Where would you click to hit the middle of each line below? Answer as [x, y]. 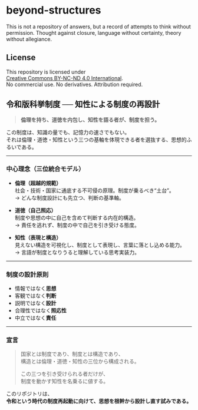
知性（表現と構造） [38, 237]
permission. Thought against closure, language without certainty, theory [94, 32]
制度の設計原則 [27, 275]
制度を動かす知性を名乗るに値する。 [65, 381]
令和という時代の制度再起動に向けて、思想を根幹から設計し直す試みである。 [99, 401]
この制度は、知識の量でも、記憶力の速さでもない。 [68, 132]
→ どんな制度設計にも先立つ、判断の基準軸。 [70, 197]
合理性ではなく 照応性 [40, 310]
